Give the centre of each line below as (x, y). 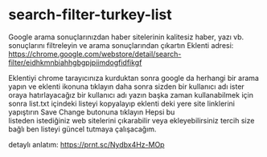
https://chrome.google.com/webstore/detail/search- (95, 54)
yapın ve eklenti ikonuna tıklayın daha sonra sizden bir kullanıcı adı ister (127, 87)
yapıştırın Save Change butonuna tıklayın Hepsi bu (92, 112)
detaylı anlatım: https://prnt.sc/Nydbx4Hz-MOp (86, 144)
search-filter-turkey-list (90, 15)
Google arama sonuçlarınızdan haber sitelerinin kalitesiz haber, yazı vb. (126, 37)
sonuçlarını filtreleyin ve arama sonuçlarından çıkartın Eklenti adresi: (121, 45)
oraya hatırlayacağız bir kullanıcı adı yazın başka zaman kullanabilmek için (131, 95)
